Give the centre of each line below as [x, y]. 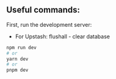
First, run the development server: [49, 24]
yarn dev [17, 59]
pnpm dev [17, 70]
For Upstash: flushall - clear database [62, 36]
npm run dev [21, 47]
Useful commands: [43, 10]
